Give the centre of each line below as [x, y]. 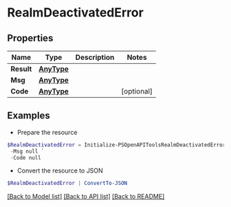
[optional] [137, 91]
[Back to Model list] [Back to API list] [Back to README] [86, 197]
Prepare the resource [47, 132]
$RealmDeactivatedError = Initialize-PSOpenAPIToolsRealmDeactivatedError [117, 145]
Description [95, 57]
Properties [30, 38]
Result [21, 69]
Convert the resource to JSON [60, 171]
